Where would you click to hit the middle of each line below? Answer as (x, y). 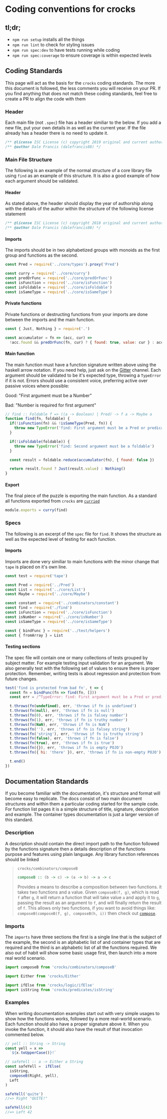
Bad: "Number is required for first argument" (51, 405)
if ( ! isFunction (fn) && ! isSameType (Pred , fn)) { (61, 423)
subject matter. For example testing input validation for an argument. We (79, 663)
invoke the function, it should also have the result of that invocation (74, 1029)
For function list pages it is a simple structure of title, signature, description (82, 809)
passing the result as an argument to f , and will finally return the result (89, 903)
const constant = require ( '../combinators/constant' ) (62, 603)
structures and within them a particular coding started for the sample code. (82, 804)
